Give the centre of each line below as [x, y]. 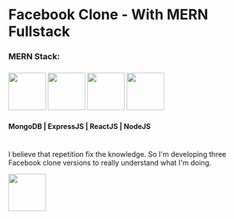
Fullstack [39, 31]
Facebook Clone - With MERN [109, 15]
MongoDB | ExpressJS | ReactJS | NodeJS [79, 126]
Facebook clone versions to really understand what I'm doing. [110, 162]
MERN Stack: [34, 57]
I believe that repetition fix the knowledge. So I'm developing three [117, 154]
